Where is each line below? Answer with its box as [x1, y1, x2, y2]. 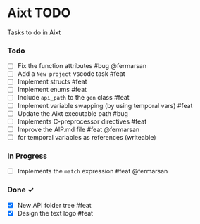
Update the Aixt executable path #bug [17, 109, 129, 117]
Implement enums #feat [17, 86, 87, 94]
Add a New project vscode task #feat [17, 70, 125, 78]
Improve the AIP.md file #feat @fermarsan [17, 125, 140, 133]
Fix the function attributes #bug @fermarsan [17, 62, 146, 70]
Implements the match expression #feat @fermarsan [17, 167, 168, 176]
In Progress [7, 151, 48, 161]
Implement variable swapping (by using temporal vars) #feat [17, 101, 193, 110]
